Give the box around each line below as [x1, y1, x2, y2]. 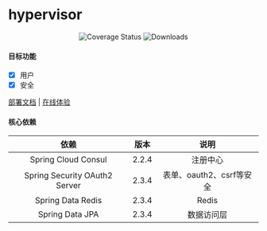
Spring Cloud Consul [29, 154, 107, 165]
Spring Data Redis [34, 195, 103, 206]
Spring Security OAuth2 [23, 170, 113, 181]
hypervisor [8, 6, 83, 24]
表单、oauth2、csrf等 [162, 170, 245, 181]
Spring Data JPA [37, 209, 99, 220]
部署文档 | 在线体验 [8, 97, 71, 107]
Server [55, 180, 81, 191]
